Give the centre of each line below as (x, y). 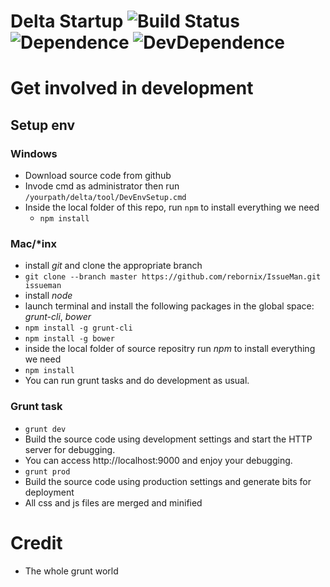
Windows (34, 153)
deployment (49, 492)
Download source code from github (98, 176)
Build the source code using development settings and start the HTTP (168, 439)
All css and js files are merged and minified (113, 502)
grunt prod (47, 471)
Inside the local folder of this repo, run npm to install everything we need (172, 207)
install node (48, 296)
